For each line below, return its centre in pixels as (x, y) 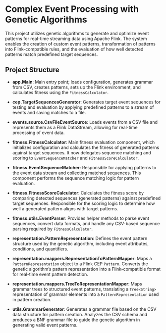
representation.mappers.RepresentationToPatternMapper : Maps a (82, 258)
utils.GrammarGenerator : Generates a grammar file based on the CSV (84, 309)
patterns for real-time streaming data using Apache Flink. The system (76, 39)
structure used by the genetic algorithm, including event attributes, (81, 243)
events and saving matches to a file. (49, 112)
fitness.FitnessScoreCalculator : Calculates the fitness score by (78, 193)
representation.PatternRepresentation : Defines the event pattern (80, 238)
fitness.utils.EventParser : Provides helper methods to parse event (81, 218)
